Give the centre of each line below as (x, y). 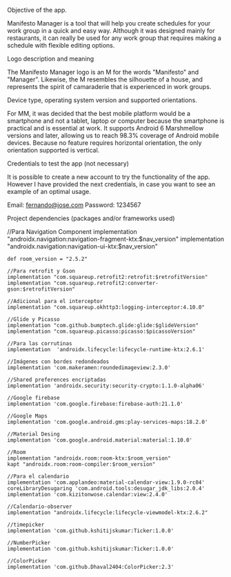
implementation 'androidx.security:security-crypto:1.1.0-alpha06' (106, 386)
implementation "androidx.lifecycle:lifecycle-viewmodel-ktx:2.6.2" (108, 513)
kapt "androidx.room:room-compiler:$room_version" (81, 464)
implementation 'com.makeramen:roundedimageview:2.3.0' (89, 368)
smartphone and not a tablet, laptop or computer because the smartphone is (116, 121)
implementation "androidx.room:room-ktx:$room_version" (89, 458)
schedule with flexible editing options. (61, 45)
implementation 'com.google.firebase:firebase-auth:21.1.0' (96, 404)
